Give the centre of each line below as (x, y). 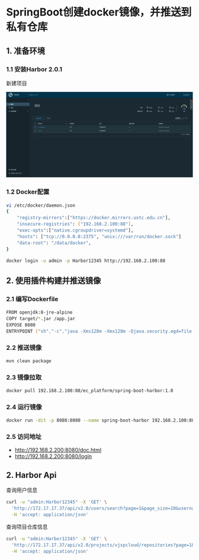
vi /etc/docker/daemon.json (41, 205)
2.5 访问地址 (24, 437)
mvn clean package (29, 361)
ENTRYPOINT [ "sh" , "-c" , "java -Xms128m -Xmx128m (66, 331)
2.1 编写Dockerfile (32, 299)
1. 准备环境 (26, 51)
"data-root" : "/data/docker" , (54, 243)
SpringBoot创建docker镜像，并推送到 (99, 12)
